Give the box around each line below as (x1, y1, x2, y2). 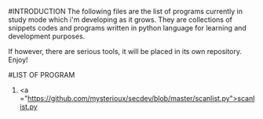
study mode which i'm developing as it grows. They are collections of (8, 15, 233, 24)
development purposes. (8, 31, 86, 41)
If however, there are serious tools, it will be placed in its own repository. (8, 47, 242, 56)
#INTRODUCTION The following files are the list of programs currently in (8, 7, 243, 16)
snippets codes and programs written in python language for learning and (8, 23, 247, 32)
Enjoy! (8, 55, 29, 64)
